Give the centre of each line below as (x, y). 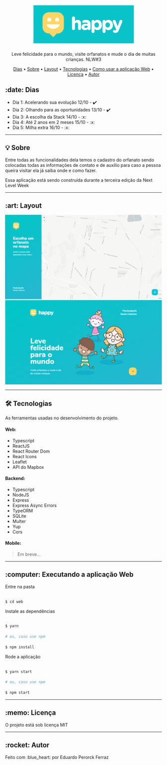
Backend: (15, 479)
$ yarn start (19, 672)
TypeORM (23, 510)
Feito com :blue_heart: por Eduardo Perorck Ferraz (57, 757)
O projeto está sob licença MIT (37, 725)
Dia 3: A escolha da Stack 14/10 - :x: (49, 117)
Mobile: (13, 543)
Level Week (17, 185)
